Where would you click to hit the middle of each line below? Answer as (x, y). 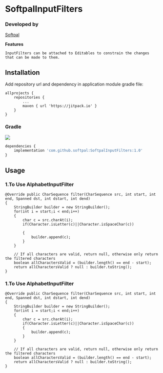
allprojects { (20, 93)
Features (14, 44)
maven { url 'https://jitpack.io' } (60, 106)
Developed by (22, 24)
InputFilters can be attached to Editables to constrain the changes (77, 53)
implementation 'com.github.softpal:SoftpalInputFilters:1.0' (78, 151)
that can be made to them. (32, 58)
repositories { (29, 98)
